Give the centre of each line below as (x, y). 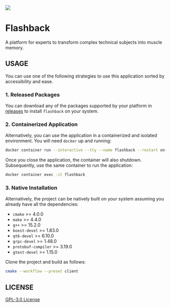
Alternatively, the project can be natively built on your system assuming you (85, 199)
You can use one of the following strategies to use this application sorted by (85, 76)
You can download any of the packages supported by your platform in (79, 106)
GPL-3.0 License (23, 300)
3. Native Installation (31, 188)
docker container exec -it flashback (45, 175)
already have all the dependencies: (42, 204)
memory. (15, 47)
